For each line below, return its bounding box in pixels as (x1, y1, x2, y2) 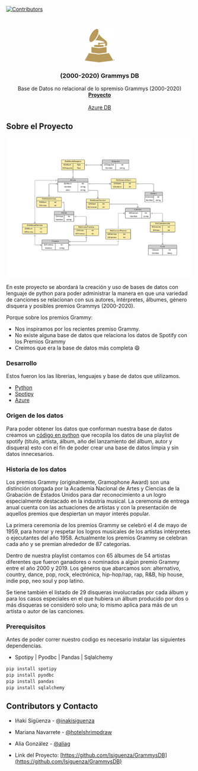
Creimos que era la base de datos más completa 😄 (14, 344, 140, 351)
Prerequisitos (6, 622, 46, 630)
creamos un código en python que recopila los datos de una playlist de (6, 431, 180, 439)
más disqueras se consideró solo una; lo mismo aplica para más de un (6, 601, 178, 608)
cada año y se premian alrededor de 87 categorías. (6, 541, 131, 547)
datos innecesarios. (6, 450, 55, 457)
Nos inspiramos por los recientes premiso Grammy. (14, 325, 140, 332)
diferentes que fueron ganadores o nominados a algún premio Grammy (6, 559, 180, 565)
